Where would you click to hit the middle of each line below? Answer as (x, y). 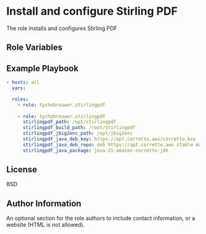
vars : (19, 88)
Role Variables (34, 47)
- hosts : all (23, 83)
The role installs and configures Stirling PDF (62, 28)
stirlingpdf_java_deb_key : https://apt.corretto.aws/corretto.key (109, 139)
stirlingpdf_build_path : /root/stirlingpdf (79, 128)
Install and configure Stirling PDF (92, 11)
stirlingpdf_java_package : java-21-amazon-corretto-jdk (95, 150)
